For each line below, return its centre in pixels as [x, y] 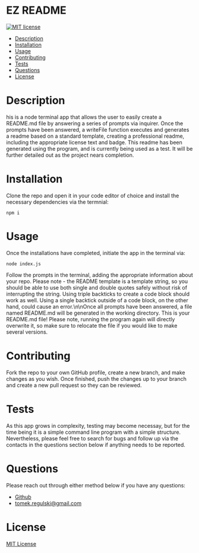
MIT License [21, 543]
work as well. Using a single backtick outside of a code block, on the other [97, 300]
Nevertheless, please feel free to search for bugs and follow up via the [92, 438]
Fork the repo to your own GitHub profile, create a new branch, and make [96, 372]
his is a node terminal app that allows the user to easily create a [84, 117]
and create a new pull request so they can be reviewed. [74, 385]
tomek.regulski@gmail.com [48, 503]
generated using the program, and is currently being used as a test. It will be [99, 148]
